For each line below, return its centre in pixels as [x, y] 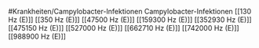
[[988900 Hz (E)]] [37, 36]
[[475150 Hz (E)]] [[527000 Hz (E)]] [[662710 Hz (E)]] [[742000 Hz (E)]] [124, 28]
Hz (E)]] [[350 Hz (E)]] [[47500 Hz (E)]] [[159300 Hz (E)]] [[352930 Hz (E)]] [130, 20]
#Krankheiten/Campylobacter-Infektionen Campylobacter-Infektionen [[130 [130, 11]
